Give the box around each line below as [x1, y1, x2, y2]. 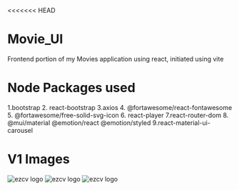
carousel [7, 126, 34, 134]
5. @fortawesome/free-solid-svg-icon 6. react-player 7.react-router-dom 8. [7, 111, 229, 119]
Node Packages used [7, 80, 136, 96]
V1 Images [7, 151, 70, 167]
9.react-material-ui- [152, 118, 210, 127]
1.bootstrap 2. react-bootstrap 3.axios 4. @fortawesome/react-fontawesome [7, 103, 233, 111]
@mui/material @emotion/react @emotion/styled [7, 118, 151, 127]
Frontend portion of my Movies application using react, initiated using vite [7, 54, 224, 63]
